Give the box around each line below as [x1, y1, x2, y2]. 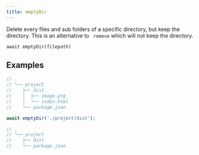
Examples [6, 60, 44, 70]
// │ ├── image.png [6, 93, 66, 99]
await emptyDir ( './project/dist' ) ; [6, 115, 96, 121]
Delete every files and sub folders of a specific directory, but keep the [6, 25, 180, 33]
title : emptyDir [6, 8, 47, 15]
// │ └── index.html [6, 98, 69, 105]
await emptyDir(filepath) [6, 44, 71, 50]
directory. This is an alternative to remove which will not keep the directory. [6, 31, 194, 39]
